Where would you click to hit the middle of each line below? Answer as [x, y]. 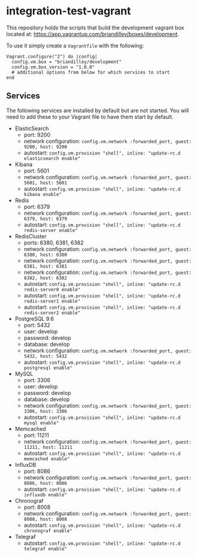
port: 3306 [37, 380]
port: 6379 [37, 206]
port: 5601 [37, 171]
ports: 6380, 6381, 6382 [54, 242]
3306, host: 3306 [46, 411]
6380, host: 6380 [46, 255]
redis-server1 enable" [52, 301]
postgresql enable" [48, 368]
